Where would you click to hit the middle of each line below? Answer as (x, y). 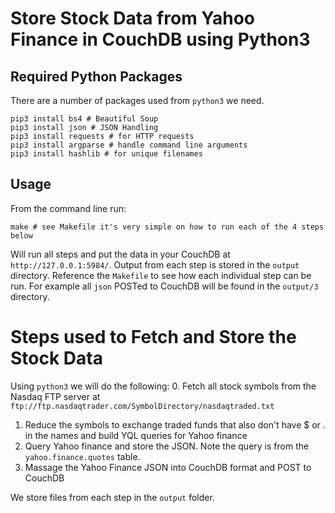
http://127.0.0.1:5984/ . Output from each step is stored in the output (155, 264)
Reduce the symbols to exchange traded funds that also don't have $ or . (175, 424)
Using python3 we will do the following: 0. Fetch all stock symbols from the (163, 386)
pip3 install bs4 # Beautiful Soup (84, 119)
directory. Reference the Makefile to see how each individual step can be (161, 275)
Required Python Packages (96, 76)
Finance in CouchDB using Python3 (160, 39)
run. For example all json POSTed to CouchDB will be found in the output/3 (164, 286)
